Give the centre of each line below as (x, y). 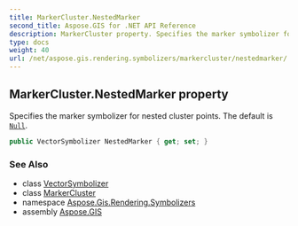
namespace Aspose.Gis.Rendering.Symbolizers (109, 202)
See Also (29, 164)
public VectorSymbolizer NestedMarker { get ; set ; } (109, 141)
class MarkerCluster (59, 192)
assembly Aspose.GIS (62, 211)
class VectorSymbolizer (65, 183)
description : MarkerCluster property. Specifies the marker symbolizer (144, 34)
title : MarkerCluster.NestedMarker (75, 17)
